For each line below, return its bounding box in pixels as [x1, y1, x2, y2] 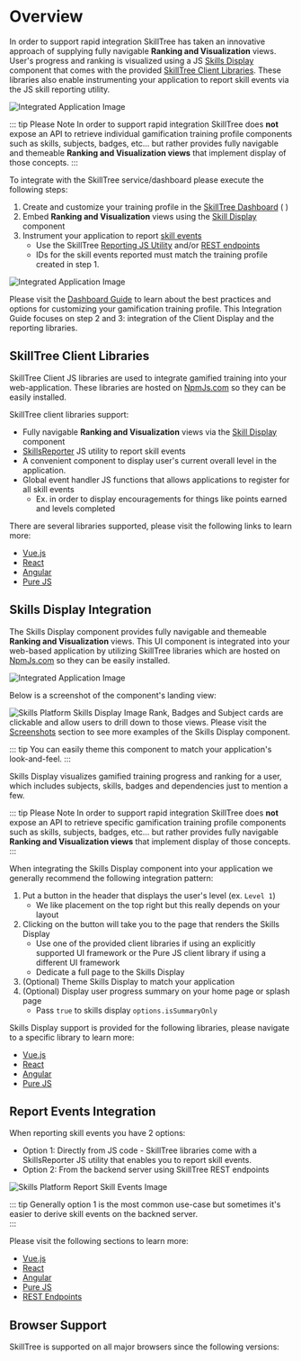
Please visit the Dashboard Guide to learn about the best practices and [9, 293, 271, 304]
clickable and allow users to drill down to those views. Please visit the [9, 717, 267, 727]
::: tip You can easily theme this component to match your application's [9, 744, 272, 754]
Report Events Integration [9, 1104, 156, 1119]
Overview [9, 6, 84, 27]
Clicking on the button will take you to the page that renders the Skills [22, 918, 280, 929]
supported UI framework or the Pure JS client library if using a [35, 947, 267, 958]
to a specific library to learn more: [9, 1032, 135, 1042]
